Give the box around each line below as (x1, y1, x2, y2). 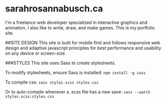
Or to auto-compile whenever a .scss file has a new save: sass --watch (5, 89, 151, 95)
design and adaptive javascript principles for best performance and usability (5, 45, 162, 51)
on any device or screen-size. (5, 50, 66, 56)
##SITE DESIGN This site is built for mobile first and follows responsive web (5, 39, 161, 45)
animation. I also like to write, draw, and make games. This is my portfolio (5, 24, 155, 30)
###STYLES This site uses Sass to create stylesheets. (5, 60, 116, 66)
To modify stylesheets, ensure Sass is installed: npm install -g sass (5, 69, 146, 75)
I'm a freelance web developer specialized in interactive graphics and (5, 19, 148, 25)
